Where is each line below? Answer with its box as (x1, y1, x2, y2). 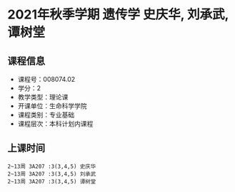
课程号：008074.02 (17, 75, 76, 83)
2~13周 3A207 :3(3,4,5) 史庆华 (7, 163, 96, 170)
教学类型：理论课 (17, 93, 69, 101)
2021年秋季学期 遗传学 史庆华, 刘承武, (7, 6, 229, 23)
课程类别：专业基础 (17, 111, 75, 119)
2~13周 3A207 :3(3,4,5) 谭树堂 (7, 178, 96, 185)
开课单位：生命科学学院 (17, 102, 87, 110)
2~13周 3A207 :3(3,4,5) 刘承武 (7, 170, 96, 178)
